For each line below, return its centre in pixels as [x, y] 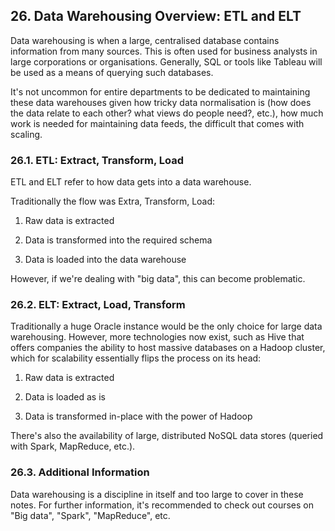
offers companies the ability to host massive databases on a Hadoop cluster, [168, 348]
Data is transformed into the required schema [118, 240]
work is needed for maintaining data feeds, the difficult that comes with [157, 123]
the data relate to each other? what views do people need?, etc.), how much [167, 113]
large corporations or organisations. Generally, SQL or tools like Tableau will [166, 61]
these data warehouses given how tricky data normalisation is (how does [161, 102]
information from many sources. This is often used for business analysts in [164, 51]
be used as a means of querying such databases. [112, 72]
